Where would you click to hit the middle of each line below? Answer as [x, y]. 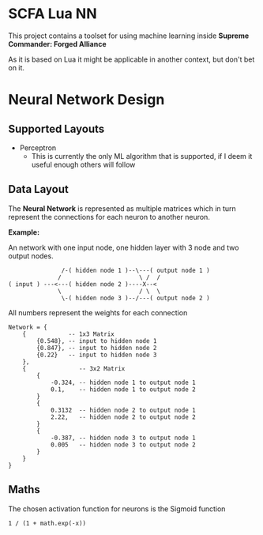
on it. [17, 67]
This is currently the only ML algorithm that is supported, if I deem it [142, 156]
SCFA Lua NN [53, 14]
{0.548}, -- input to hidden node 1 [97, 341]
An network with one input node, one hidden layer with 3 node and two [124, 247]
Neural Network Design [86, 100]
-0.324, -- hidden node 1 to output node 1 [123, 382]
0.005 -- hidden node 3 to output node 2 [123, 445]
